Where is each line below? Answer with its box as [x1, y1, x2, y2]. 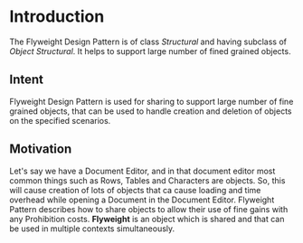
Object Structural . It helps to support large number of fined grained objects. [9, 45, 291, 56]
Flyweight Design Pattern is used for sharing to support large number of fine [9, 96, 294, 107]
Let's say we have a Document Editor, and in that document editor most [9, 165, 276, 176]
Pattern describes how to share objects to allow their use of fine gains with [9, 203, 289, 214]
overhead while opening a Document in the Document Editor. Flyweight [9, 194, 275, 205]
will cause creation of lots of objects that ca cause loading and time [9, 184, 261, 195]
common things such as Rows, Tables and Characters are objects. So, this [9, 174, 286, 186]
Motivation [9, 142, 72, 157]
